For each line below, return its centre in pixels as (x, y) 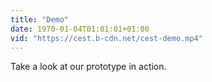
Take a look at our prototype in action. (88, 67)
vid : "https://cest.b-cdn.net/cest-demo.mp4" (106, 38)
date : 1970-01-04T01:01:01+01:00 (80, 29)
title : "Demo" (40, 19)
